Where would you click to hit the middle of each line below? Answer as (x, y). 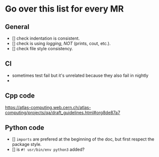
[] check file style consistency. (43, 49)
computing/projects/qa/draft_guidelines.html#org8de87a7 (63, 113)
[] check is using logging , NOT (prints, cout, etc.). (61, 43)
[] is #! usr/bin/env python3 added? (48, 150)
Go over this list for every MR (65, 9)
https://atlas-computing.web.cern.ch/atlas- (48, 107)
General (17, 27)
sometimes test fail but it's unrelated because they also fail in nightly (80, 75)
